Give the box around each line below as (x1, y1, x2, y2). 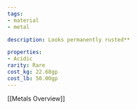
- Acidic (7, 56, 33, 63)
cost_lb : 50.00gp (7, 75, 58, 82)
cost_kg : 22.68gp (7, 68, 58, 75)
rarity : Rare (7, 62, 46, 69)
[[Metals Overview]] (7, 94, 65, 103)
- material (7, 17, 39, 24)
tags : (7, 10, 23, 18)
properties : (7, 49, 42, 56)
